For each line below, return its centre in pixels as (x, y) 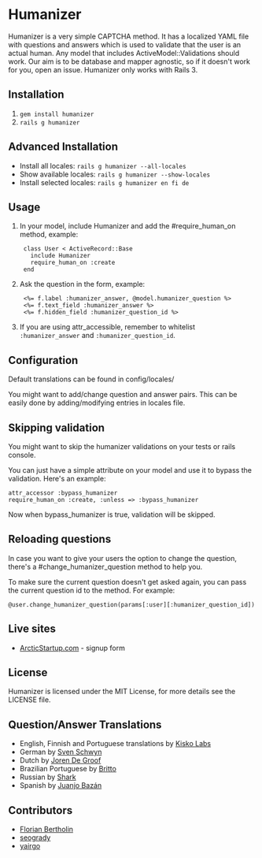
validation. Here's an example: (57, 479)
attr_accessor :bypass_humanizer (63, 493)
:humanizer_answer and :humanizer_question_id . (97, 336)
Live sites (32, 629)
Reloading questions (60, 539)
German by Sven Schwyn (61, 752)
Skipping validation (56, 427)
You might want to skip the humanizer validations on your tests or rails (122, 446)
